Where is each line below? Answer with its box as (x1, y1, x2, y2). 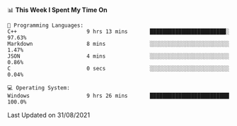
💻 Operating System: (7, 84, 71, 92)
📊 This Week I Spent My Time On (7, 6, 108, 14)
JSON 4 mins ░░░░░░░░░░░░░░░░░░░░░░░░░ (7, 53, 230, 60)
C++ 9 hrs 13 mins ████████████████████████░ (7, 28, 230, 35)
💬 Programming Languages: (7, 22, 83, 29)
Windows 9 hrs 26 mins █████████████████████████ (7, 92, 230, 99)
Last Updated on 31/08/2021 (7, 111, 91, 119)
